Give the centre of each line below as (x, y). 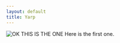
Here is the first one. (90, 34)
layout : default (26, 11)
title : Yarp (21, 17)
